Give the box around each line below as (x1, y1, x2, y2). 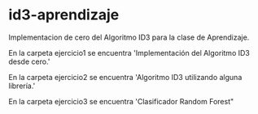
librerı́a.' (8, 81, 36, 91)
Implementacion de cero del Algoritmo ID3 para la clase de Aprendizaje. (8, 32, 250, 42)
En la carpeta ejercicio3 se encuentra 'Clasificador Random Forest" (8, 96, 234, 106)
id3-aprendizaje (8, 6, 120, 24)
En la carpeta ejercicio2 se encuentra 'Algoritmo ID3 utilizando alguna (8, 72, 243, 82)
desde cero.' (8, 57, 50, 66)
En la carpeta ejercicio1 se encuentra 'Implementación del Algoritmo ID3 (8, 48, 250, 57)
